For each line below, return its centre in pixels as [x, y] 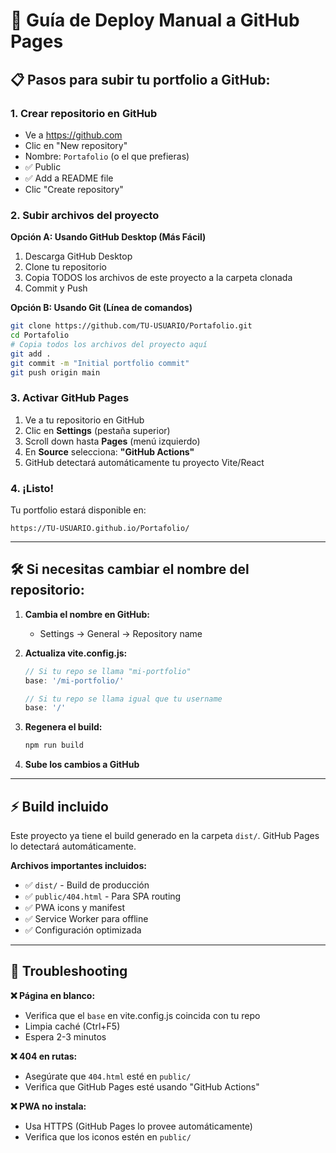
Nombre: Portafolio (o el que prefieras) [107, 156]
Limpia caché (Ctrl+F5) [72, 1026]
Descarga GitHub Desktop [78, 256]
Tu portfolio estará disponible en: [78, 510]
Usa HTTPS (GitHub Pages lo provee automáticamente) [138, 1126]
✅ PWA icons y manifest [74, 908]
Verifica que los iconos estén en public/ [108, 1136]
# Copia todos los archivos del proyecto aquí [109, 344]
